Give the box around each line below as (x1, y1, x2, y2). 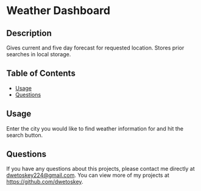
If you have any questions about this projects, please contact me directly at (6, 165, 195, 173)
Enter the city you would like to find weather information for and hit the (6, 124, 184, 132)
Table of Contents (6, 68, 76, 79)
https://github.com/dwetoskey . (6, 178, 83, 186)
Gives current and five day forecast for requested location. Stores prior (6, 44, 185, 51)
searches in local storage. (6, 51, 71, 58)
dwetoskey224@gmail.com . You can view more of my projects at (6, 171, 169, 179)
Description (6, 28, 52, 38)
